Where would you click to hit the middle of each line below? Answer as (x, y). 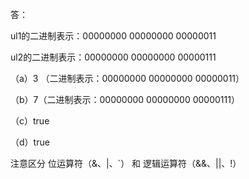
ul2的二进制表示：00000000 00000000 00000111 (113, 57)
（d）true (30, 142)
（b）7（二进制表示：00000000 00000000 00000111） (125, 99)
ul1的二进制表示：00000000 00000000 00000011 (113, 36)
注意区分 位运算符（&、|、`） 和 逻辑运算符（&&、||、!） (126, 163)
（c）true (30, 121)
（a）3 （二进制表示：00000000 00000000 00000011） (127, 78)
